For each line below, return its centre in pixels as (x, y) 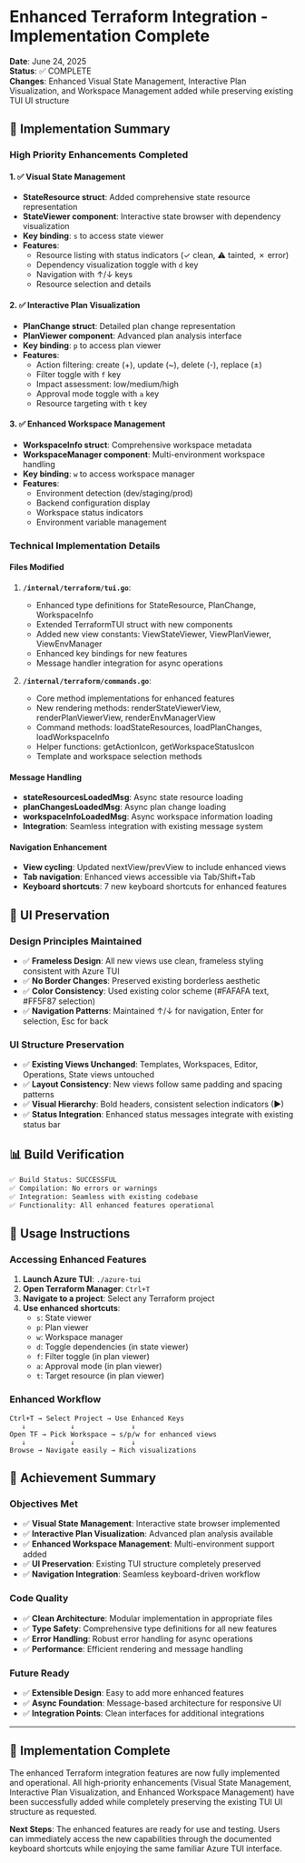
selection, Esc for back (65, 1021)
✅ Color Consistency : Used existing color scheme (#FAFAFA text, (146, 991)
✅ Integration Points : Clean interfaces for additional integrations (143, 1713)
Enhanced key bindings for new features (112, 653)
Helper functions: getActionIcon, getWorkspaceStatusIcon (145, 746)
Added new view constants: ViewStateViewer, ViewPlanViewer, (154, 634)
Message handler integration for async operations (130, 663)
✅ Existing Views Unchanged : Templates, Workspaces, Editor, (140, 1065)
